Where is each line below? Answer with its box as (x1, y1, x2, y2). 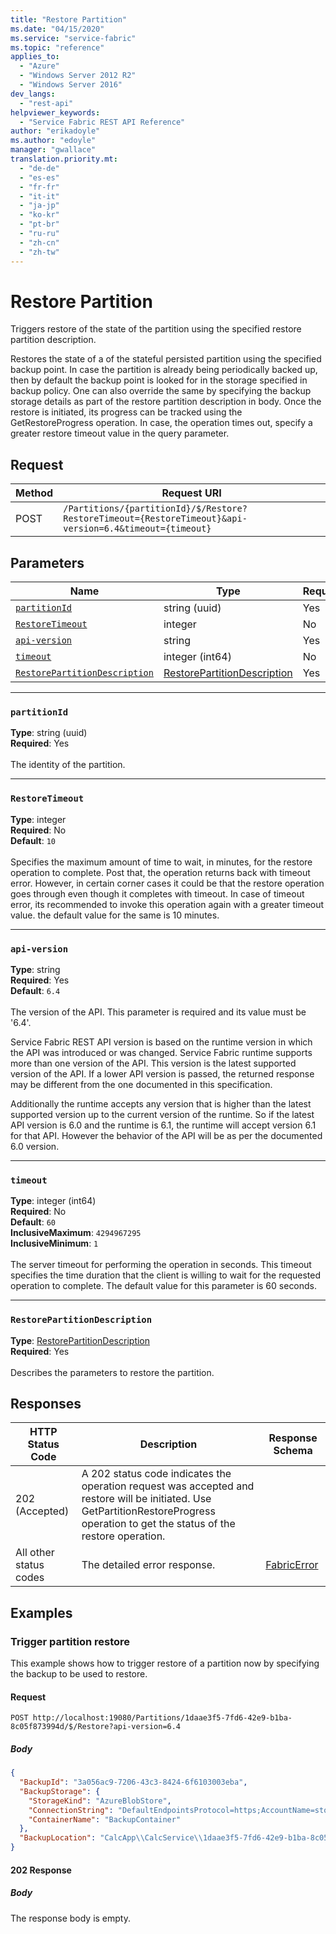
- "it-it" (19, 191, 60, 201)
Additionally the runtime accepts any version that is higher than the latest (10, 1097, 312, 1110)
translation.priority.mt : (10, 154, 118, 164)
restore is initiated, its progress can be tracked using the (10, 406, 243, 418)
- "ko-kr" (19, 210, 60, 220)
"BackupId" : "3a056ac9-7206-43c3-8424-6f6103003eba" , (19, 1777, 248, 1788)
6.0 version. (10, 1140, 60, 1152)
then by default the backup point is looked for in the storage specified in (10, 374, 308, 386)
